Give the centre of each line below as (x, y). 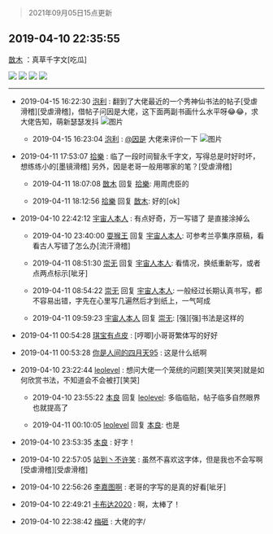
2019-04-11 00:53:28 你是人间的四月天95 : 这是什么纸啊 (113, 352)
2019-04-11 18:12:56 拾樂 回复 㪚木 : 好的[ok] (106, 201)
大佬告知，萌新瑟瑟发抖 (59, 121)
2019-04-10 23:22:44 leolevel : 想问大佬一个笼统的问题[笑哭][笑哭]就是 (139, 370)
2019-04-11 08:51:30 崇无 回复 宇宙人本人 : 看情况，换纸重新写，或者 (147, 263)
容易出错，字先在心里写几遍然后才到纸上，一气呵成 (125, 300)
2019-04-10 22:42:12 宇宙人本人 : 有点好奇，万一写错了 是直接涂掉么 (135, 218)
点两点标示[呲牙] (60, 273)
